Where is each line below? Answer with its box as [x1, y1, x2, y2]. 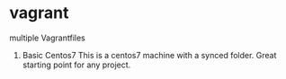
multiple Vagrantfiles [9, 32, 85, 43]
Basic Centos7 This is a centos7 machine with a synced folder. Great [22, 49, 277, 60]
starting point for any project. [22, 59, 131, 70]
